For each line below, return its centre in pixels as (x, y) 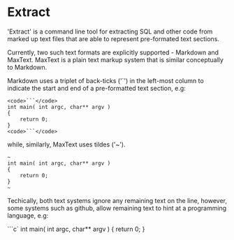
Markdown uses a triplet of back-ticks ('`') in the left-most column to (105, 80)
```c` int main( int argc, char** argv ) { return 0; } (76, 229)
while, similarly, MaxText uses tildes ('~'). (66, 144)
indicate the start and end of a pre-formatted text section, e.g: (97, 88)
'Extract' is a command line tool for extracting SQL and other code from (110, 31)
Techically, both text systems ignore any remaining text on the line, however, (117, 200)
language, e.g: (28, 215)
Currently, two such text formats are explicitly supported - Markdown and (113, 52)
